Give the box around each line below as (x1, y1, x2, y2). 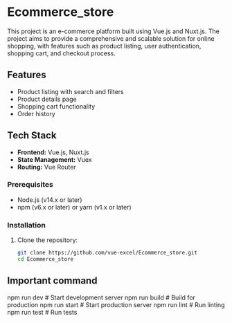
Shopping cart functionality (17, 102, 96, 111)
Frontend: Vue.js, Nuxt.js (17, 148, 89, 156)
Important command (7, 275, 98, 287)
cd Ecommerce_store (17, 256, 74, 263)
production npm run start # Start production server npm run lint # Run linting (7, 300, 225, 308)
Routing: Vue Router (17, 163, 76, 171)
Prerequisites (7, 180, 53, 190)
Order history (17, 109, 55, 118)
